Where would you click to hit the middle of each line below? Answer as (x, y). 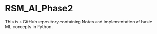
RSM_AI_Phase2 (39, 8)
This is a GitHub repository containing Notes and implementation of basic (79, 22)
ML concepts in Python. (29, 26)
